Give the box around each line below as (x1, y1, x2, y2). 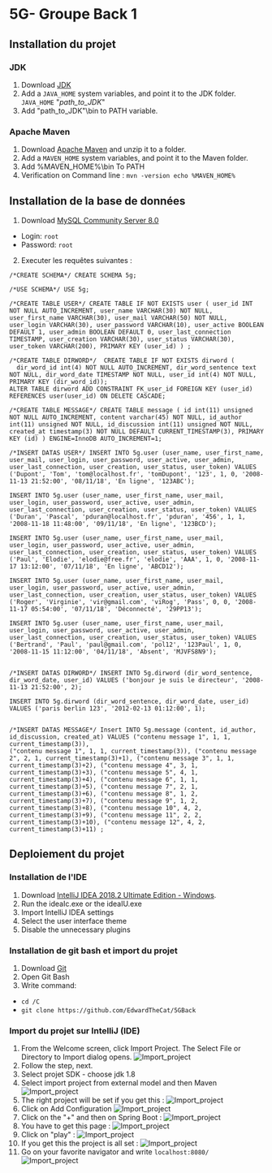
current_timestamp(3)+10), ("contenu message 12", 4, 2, (9, 817, 206, 826)
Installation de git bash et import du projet (9, 945, 178, 956)
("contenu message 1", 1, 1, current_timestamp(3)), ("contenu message (9, 747, 257, 755)
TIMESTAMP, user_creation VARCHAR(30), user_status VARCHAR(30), (9, 334, 235, 343)
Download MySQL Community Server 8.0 (20, 215, 159, 225)
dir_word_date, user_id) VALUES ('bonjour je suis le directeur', (9, 675, 239, 684)
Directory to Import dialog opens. (20, 1052, 132, 1062)
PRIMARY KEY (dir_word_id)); (9, 377, 108, 386)
